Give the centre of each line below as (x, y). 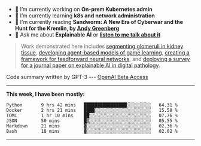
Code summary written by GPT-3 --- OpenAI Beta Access (77, 77)
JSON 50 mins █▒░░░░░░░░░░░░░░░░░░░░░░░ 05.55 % (92, 121)
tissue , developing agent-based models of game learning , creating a (105, 53)
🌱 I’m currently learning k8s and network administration (85, 16)
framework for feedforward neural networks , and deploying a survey (105, 59)
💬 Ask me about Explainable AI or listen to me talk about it (88, 35)
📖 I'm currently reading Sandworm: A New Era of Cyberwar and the (99, 22)
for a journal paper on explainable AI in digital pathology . (90, 65)
